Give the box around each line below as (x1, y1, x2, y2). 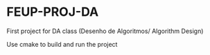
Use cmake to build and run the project (6, 40, 118, 48)
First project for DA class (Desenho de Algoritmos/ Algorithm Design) (6, 27, 204, 35)
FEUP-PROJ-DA (6, 4, 99, 20)
